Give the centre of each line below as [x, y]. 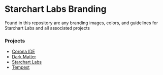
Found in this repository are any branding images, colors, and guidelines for [81, 23]
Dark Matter [24, 57]
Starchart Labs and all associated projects [47, 28]
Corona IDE [23, 52]
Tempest [21, 67]
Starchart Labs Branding [56, 9]
